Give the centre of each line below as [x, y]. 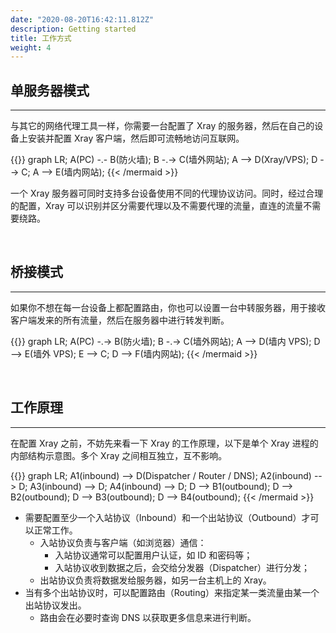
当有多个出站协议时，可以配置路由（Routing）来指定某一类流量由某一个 [172, 592]
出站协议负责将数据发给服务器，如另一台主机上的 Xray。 [155, 580]
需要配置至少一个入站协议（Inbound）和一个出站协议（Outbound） [163, 517]
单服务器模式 [50, 90]
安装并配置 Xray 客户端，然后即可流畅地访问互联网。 [136, 138]
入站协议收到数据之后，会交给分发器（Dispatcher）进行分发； [182, 567]
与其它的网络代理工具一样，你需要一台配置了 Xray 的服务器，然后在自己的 [162, 126]
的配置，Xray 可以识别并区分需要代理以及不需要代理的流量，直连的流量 [157, 206]
